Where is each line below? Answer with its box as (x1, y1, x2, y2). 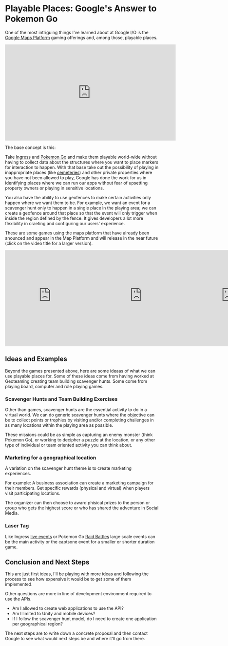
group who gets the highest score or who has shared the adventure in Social (5, 505, 159, 511)
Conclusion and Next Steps (5, 558, 90, 566)
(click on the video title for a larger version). (5, 240, 93, 246)
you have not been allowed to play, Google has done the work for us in (5, 174, 147, 181)
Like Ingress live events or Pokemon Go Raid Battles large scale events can (5, 533, 156, 540)
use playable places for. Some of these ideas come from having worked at (5, 373, 154, 379)
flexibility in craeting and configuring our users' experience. (5, 220, 125, 226)
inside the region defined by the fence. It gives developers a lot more (5, 215, 144, 221)
